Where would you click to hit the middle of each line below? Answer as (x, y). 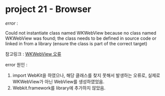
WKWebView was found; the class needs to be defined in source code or (81, 38)
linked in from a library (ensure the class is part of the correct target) (76, 43)
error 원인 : (16, 64)
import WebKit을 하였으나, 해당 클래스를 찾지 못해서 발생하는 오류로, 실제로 (86, 75)
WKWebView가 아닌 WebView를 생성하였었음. (58, 81)
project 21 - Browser (48, 9)
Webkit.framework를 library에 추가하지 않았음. (59, 88)
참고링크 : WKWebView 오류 (33, 54)
